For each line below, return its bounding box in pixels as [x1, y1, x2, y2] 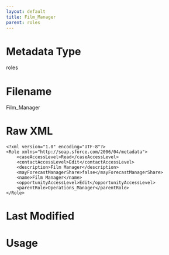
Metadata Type [6, 45, 81, 58]
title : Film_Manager [6, 14, 57, 20]
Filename [6, 84, 52, 98]
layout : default [6, 8, 46, 15]
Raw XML [6, 124, 53, 138]
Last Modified [6, 209, 75, 223]
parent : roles [6, 19, 41, 25]
